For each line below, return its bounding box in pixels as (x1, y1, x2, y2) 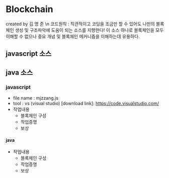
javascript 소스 (6, 49, 52, 58)
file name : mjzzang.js (13, 95, 58, 101)
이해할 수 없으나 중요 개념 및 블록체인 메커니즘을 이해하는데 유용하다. (6, 33, 140, 39)
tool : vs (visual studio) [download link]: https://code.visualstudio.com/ (13, 101, 159, 107)
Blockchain (6, 4, 53, 15)
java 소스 (6, 68, 33, 76)
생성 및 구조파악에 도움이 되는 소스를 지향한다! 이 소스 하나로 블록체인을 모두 (15, 27, 164, 33)
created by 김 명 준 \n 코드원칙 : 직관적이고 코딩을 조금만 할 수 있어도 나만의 (6, 21, 155, 27)
